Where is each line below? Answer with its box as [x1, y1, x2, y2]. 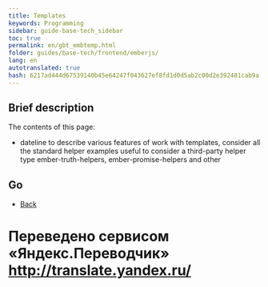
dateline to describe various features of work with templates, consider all [19, 138, 261, 148]
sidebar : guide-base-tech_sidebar [8, 26, 124, 34]
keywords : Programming [8, 19, 84, 27]
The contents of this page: [8, 122, 96, 132]
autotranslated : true [8, 64, 81, 72]
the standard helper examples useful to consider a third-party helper [19, 146, 246, 156]
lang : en [8, 57, 38, 65]
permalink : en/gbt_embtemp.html [8, 42, 116, 50]
